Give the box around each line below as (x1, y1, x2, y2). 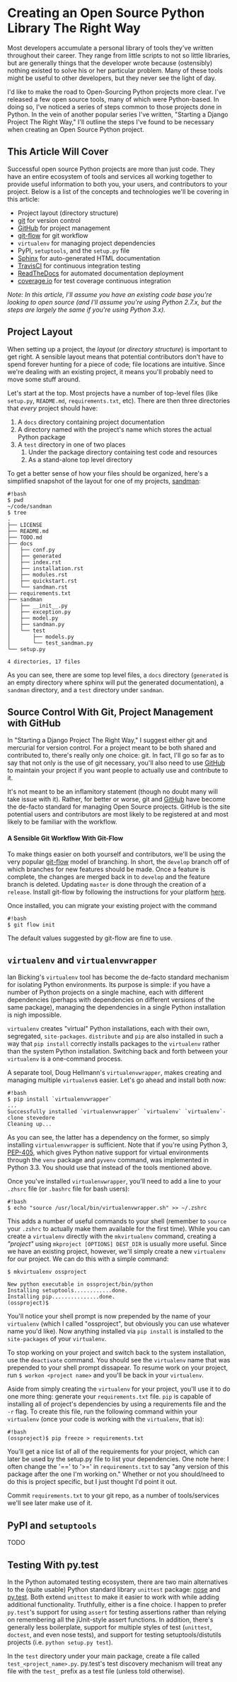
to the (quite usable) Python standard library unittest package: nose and (7, 1585, 221, 1594)
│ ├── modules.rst (7, 571, 69, 578)
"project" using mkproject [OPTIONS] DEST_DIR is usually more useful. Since (7, 1240, 227, 1248)
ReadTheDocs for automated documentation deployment (17, 268, 184, 278)
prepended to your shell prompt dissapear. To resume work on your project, (7, 1363, 229, 1372)
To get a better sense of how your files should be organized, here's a (7, 469, 209, 477)
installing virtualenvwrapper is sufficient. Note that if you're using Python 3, (7, 1141, 228, 1149)
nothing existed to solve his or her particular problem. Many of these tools (7, 66, 223, 75)
